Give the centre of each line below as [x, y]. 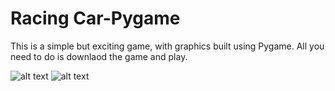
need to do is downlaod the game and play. [99, 56]
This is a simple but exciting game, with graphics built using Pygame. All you [167, 46]
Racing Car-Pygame [95, 18]
